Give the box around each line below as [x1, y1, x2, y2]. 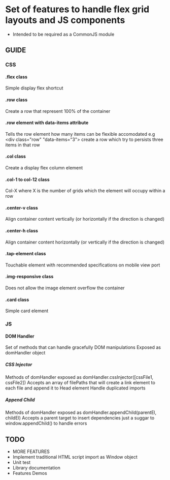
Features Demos [12, 470, 47, 476]
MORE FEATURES [12, 448, 50, 455]
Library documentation [12, 465, 61, 471]
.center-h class [5, 228, 38, 234]
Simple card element [5, 308, 49, 314]
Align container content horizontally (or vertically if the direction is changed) [5, 239, 165, 245]
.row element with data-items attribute [5, 119, 89, 126]
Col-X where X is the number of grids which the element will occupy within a [5, 188, 165, 194]
